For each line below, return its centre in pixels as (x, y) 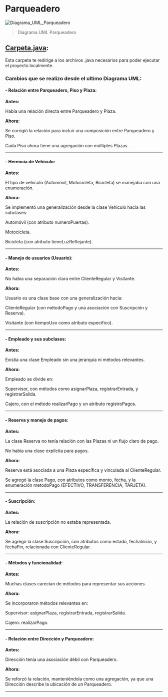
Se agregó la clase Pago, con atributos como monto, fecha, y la (70, 480)
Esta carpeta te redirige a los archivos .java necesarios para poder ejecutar (82, 60)
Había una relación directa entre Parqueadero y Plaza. (61, 111)
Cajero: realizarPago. (27, 623)
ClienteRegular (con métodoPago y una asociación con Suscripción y (76, 308)
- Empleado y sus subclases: (36, 339)
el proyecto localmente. (29, 65)
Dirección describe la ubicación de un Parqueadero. (59, 684)
